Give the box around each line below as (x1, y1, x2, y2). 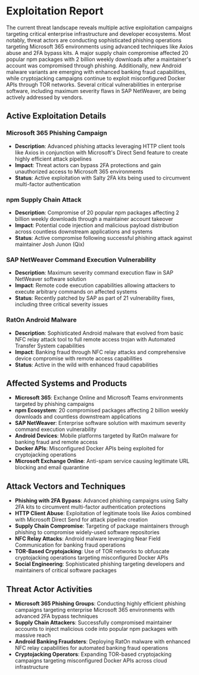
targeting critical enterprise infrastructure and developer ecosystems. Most (6, 30, 191, 37)
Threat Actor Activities (6, 584, 93, 594)
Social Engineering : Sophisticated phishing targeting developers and (14, 560, 185, 568)
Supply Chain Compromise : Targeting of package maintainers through (14, 522, 189, 529)
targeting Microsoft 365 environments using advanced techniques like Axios (6, 43, 194, 50)
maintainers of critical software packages (14, 567, 117, 574)
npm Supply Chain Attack (6, 195, 82, 204)
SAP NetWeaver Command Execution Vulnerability (6, 255, 156, 264)
